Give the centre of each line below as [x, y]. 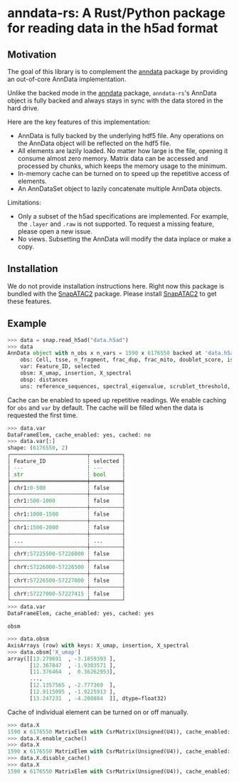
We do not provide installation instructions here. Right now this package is [116, 286]
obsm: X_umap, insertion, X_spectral [76, 373]
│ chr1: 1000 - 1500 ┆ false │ [67, 514]
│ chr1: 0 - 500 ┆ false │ [67, 488]
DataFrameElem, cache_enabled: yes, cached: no [79, 435]
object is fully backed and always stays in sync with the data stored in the [115, 100]
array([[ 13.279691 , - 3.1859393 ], [62, 659]
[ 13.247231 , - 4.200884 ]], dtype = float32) [98, 698]
